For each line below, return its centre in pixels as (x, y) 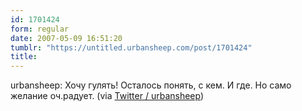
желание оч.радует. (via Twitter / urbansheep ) (107, 96)
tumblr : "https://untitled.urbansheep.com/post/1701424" (131, 47)
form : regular (40, 29)
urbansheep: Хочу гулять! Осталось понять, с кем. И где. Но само (151, 85)
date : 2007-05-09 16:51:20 (66, 38)
